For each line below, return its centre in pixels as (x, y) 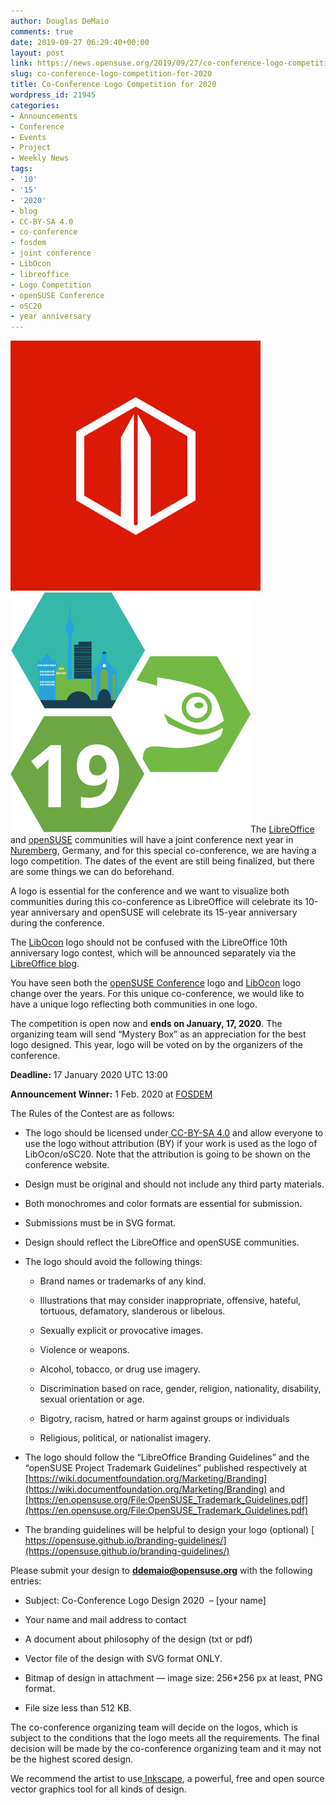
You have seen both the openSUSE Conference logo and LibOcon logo (156, 983)
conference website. (67, 1165)
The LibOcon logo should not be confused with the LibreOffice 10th (149, 942)
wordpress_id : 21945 (53, 95)
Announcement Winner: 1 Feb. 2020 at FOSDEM (111, 1094)
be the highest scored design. (72, 1759)
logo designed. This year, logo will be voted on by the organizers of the (157, 1045)
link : (21, 63)
